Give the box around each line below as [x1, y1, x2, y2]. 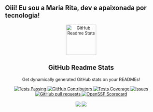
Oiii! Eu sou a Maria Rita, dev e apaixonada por [5, 4, 147, 12]
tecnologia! [5, 12, 40, 20]
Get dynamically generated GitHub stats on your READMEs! [22, 76, 140, 82]
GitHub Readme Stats [48, 64, 114, 72]
